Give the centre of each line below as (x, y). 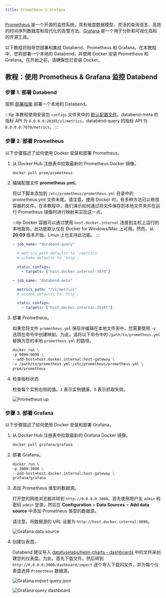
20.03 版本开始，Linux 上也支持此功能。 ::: (56, 235)
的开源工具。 (18, 37)
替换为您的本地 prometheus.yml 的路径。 (53, 341)
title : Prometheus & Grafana (35, 10)
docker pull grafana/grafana (42, 445)
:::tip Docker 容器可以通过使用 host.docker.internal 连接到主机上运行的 (86, 223)
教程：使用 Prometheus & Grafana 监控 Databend (81, 77)
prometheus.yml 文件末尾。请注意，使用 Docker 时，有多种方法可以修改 (86, 199)
